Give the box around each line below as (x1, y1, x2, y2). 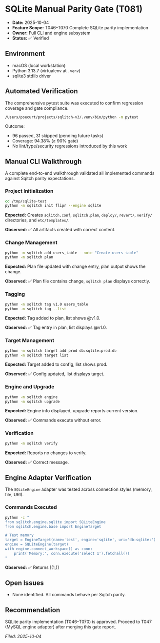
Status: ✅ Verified (12, 35, 49, 41)
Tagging (5, 291, 25, 298)
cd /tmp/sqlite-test (5, 199, 47, 203)
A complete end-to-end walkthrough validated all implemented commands (5, 170, 155, 176)
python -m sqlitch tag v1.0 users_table (5, 301, 89, 307)
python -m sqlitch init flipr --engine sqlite (5, 203, 101, 208)
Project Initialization (5, 188, 54, 195)
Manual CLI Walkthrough (5, 157, 82, 165)
